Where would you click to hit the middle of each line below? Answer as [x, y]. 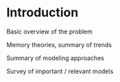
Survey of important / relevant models [60, 71]
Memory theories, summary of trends [59, 44]
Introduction [43, 13]
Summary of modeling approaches [55, 58]
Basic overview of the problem [50, 31]
